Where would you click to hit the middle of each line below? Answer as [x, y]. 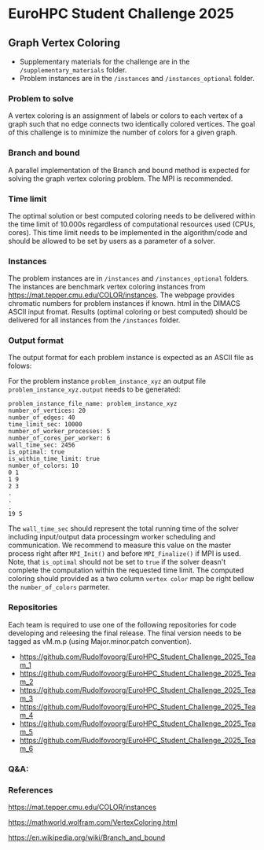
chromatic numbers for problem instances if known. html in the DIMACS [125, 304]
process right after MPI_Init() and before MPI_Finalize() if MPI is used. [125, 554]
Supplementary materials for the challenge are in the [104, 61]
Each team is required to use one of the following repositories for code [123, 624]
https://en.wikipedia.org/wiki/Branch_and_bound [87, 837]
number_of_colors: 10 [44, 466]
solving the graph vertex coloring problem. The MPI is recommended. [121, 178]
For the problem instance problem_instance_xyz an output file [107, 381]
